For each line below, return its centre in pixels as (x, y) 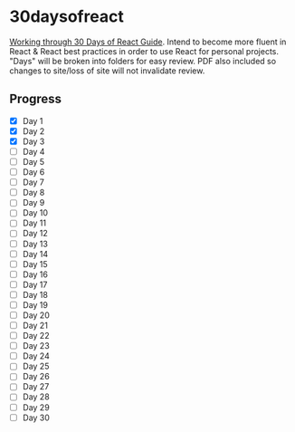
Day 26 (36, 377)
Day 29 (36, 407)
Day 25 (36, 366)
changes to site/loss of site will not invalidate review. (107, 71)
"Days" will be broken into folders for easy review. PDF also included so (143, 61)
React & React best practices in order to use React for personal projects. (144, 51)
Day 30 (36, 418)
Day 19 (35, 304)
